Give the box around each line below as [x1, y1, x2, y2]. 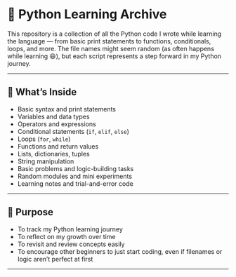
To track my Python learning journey [17, 224, 123, 234]
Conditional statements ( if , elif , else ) [17, 127, 130, 135]
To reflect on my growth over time [17, 232, 116, 241]
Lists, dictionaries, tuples [17, 149, 90, 158]
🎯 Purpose [7, 206, 54, 218]
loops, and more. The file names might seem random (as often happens [7, 44, 214, 53]
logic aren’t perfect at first [17, 255, 93, 263]
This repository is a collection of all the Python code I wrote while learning [7, 29, 222, 38]
